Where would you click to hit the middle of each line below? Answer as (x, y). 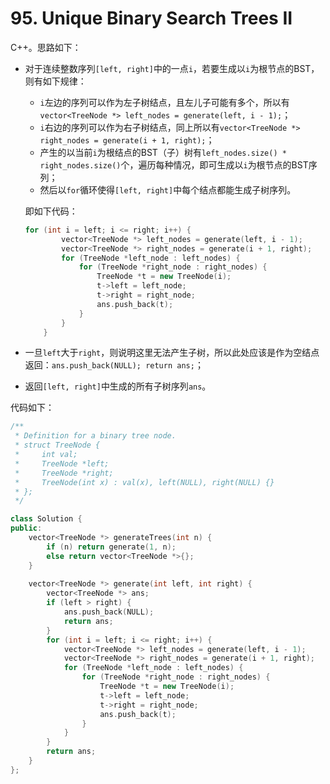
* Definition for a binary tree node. (95, 436)
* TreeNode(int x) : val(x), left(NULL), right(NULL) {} (144, 482)
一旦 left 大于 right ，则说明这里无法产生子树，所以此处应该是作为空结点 (172, 353)
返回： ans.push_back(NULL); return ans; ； (114, 365)
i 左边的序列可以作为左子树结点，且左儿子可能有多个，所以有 (164, 102)
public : (26, 528)
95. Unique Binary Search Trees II (151, 18)
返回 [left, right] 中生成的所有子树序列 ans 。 (118, 386)
